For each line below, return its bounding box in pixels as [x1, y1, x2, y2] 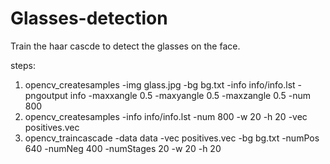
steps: [10, 59, 36, 71]
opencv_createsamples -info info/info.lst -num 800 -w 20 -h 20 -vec [24, 110, 308, 122]
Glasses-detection [10, 7, 168, 30]
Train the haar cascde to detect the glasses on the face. [10, 40, 241, 52]
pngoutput [24, 89, 68, 101]
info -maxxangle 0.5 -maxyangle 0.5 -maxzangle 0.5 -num [69, 89, 311, 101]
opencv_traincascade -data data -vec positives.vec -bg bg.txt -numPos [24, 132, 320, 144]
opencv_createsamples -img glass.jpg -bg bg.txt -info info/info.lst [24, 78, 296, 91]
